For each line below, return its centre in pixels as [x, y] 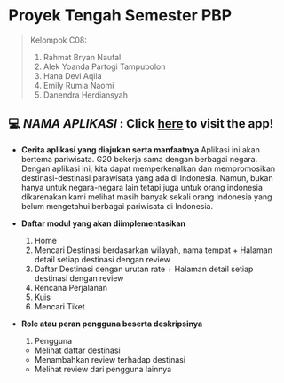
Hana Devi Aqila [72, 75]
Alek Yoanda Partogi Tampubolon [104, 66]
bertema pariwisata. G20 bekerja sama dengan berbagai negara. [139, 159]
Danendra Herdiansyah [85, 95]
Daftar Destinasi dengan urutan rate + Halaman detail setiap [144, 269]
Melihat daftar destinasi [77, 350]
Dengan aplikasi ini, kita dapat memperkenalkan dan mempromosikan [148, 168]
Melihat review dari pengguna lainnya [103, 369]
